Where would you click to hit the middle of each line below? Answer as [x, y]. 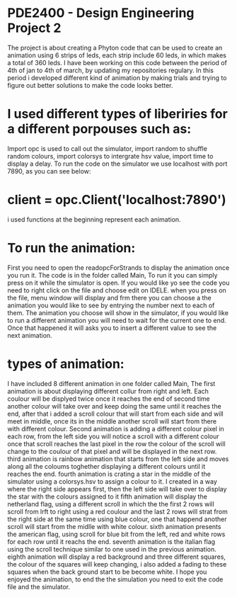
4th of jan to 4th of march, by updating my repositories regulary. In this [111, 70]
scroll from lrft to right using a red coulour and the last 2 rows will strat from [117, 511]
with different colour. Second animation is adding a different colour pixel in [116, 428]
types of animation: [66, 364]
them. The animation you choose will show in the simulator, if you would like [118, 312]
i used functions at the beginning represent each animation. [94, 219]
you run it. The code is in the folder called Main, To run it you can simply [112, 275]
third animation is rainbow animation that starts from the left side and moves [118, 459]
